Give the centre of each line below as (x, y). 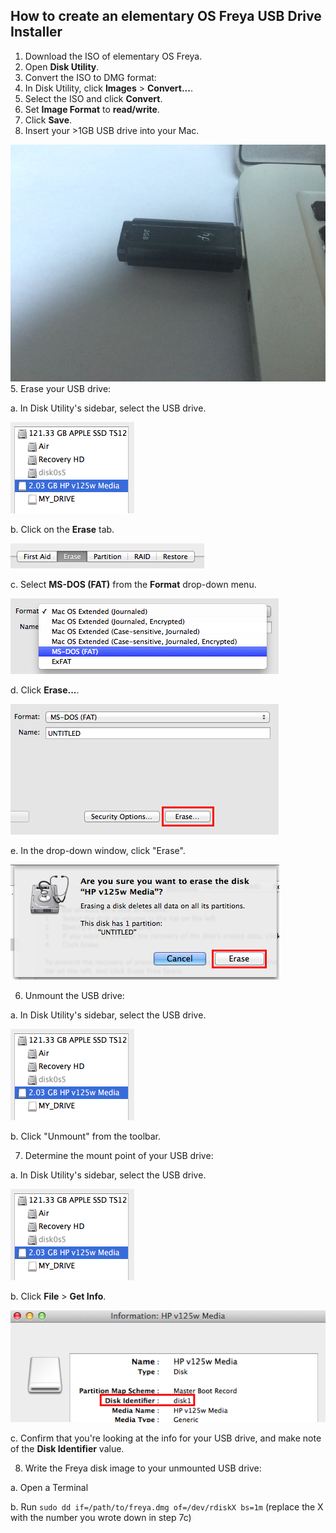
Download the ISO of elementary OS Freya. (113, 56)
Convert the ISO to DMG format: (90, 77)
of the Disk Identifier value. (67, 1448)
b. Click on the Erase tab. (62, 529)
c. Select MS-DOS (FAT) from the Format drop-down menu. (133, 584)
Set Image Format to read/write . (92, 109)
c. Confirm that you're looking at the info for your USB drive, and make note (166, 1438)
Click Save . (48, 120)
